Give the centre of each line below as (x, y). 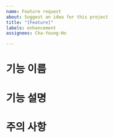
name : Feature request (34, 11)
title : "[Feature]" (30, 22)
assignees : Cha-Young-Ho (36, 33)
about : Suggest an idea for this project (57, 17)
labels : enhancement (31, 28)
